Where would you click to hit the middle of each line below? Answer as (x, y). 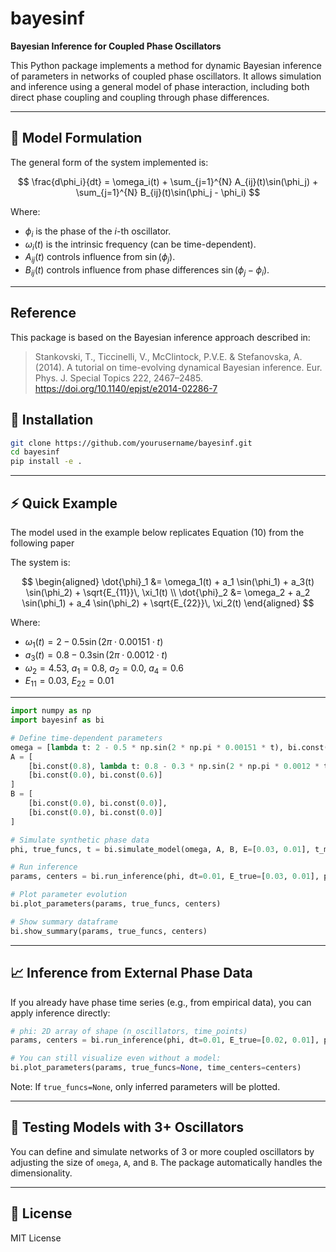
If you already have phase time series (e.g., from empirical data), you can (161, 1002)
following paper (42, 543)
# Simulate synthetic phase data (80, 840)
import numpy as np (51, 711)
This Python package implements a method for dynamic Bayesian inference (166, 65)
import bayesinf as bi (57, 720)
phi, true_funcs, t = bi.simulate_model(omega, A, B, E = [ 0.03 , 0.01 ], (160, 849)
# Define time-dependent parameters (86, 738)
